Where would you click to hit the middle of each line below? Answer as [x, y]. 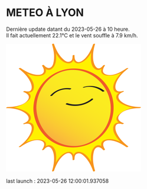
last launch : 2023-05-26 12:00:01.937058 [58, 181]
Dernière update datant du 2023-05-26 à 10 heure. [68, 29]
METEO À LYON [45, 13]
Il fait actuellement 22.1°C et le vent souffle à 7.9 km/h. [72, 35]
